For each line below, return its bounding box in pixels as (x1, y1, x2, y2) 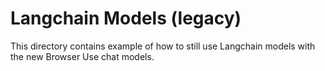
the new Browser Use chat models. (10, 50, 155, 62)
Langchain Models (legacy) (10, 7, 242, 30)
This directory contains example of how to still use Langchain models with (10, 40, 316, 52)
